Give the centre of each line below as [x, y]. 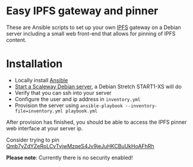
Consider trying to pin [33, 140]
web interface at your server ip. [45, 128]
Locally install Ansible [41, 80]
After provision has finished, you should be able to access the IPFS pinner [96, 122]
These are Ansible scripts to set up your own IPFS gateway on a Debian [94, 27]
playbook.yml [81, 111]
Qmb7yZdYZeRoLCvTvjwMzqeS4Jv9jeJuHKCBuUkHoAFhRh [80, 146]
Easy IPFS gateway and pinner [82, 11]
